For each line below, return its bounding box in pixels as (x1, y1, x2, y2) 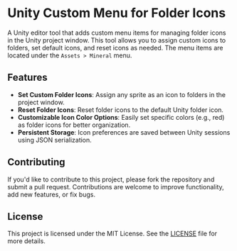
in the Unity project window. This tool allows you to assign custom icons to (7, 35, 226, 44)
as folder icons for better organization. (17, 121, 131, 129)
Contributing (7, 156, 65, 168)
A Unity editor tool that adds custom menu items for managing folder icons (7, 28, 226, 37)
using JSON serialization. (17, 135, 93, 144)
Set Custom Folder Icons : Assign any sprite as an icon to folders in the (17, 90, 226, 99)
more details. (7, 237, 46, 245)
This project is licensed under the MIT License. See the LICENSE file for (7, 229, 218, 238)
